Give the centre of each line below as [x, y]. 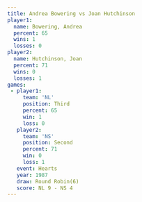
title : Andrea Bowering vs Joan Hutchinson [71, 14]
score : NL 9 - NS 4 [45, 188]
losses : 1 [27, 78]
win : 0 [32, 156]
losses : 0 [27, 46]
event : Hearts [37, 168]
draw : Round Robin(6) [48, 181]
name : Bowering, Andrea [48, 26]
